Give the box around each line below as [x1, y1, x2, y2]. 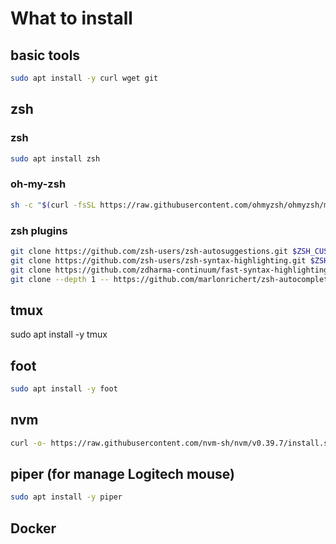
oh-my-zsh [10, 177, 67, 191]
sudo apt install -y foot [10, 384, 118, 394]
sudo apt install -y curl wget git [10, 73, 159, 83]
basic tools [10, 47, 81, 64]
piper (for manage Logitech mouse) [10, 465, 235, 482]
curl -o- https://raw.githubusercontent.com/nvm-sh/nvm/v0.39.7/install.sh [10, 438, 333, 448]
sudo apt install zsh [10, 153, 101, 164]
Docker [10, 520, 57, 537]
